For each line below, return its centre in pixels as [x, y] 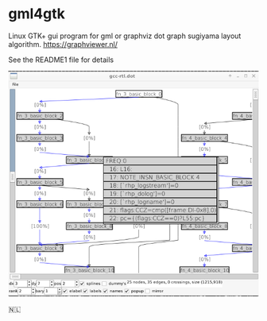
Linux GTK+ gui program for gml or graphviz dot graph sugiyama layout [125, 36]
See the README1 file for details [61, 60]
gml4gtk [37, 14]
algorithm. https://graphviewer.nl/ [63, 44]
